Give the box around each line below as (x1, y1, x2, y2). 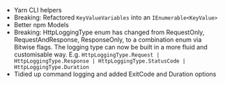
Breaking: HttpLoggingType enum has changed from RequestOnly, (13, 28, 205, 36)
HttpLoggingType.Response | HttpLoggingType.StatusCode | (13, 58, 186, 65)
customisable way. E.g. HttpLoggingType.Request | (13, 50, 160, 59)
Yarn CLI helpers (13, 6, 62, 14)
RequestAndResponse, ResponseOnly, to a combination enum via (13, 36, 202, 44)
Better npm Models (13, 21, 70, 29)
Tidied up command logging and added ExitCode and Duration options (13, 70, 217, 78)
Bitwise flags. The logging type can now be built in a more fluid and (13, 43, 208, 51)
